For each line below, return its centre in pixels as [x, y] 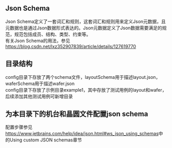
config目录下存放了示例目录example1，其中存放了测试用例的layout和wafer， [86, 90]
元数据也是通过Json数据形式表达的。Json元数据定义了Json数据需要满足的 [84, 28]
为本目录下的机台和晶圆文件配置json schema [77, 114]
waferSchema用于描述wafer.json [40, 83]
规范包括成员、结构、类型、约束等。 [52, 34]
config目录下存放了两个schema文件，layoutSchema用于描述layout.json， [83, 77]
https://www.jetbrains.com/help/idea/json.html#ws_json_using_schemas [82, 134]
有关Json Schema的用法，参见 [38, 40]
